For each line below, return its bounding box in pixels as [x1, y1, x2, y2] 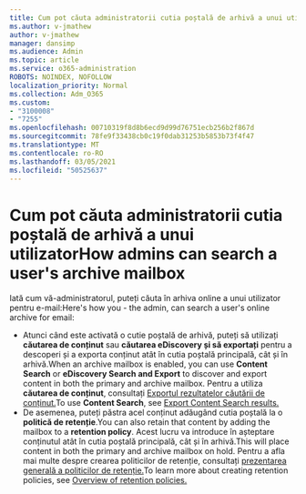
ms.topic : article [9, 55, 79, 65]
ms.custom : [9, 97, 51, 107]
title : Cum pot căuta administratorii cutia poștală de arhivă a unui [9, 13, 283, 23]
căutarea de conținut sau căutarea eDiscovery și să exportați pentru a [22, 339, 293, 350]
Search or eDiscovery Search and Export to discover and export [22, 368, 268, 379]
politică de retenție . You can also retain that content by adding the [22, 417, 270, 428]
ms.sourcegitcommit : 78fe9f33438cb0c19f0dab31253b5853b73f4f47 [9, 132, 255, 141]
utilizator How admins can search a [9, 243, 278, 264]
